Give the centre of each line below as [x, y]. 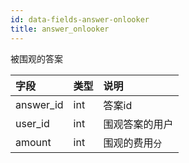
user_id [32, 123]
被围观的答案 [36, 58]
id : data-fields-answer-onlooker [80, 19]
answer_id [39, 104]
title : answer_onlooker [60, 29]
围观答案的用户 [138, 124]
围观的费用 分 [133, 143]
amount [33, 142]
